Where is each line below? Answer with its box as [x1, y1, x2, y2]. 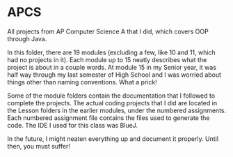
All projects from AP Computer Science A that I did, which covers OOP [7, 27, 209, 36]
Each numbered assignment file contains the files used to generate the [7, 113, 210, 122]
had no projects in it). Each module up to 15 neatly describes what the [7, 55, 207, 63]
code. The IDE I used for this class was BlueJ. [7, 121, 138, 129]
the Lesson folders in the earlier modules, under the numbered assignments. [7, 106, 227, 114]
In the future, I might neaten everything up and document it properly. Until [7, 134, 219, 143]
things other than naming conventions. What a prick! [7, 77, 158, 86]
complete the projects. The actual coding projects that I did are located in [7, 98, 218, 107]
